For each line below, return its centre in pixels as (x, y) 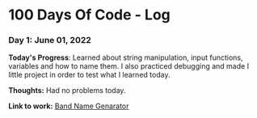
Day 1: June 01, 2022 (50, 40)
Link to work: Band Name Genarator (69, 106)
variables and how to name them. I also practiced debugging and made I (128, 66)
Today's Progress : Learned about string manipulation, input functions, (126, 57)
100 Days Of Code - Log (90, 15)
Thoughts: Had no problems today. (67, 91)
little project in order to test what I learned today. (89, 75)
